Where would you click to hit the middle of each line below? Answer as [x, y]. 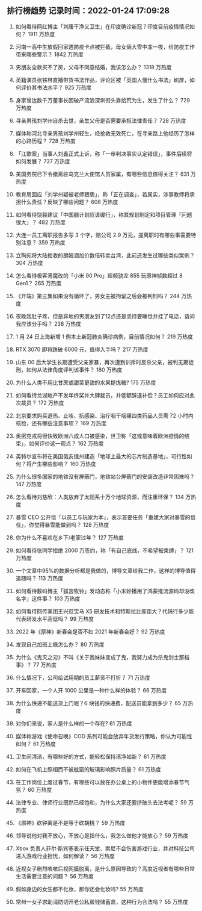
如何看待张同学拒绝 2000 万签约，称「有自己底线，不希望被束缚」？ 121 [105, 550]
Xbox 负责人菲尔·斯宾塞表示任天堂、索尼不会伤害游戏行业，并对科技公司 [105, 848]
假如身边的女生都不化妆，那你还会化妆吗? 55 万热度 [79, 889]
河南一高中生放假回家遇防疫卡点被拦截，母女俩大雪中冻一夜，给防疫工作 [105, 46]
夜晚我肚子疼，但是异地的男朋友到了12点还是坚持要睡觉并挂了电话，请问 [105, 316]
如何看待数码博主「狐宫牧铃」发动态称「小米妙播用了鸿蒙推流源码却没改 [105, 591]
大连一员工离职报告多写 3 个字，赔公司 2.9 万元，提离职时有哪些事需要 [103, 235]
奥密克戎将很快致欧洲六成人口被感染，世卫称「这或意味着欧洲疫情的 [100, 436]
